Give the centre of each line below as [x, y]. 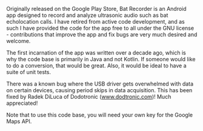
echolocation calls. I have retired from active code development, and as [95, 22]
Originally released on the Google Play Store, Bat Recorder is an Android [96, 9]
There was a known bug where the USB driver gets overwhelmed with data [100, 84]
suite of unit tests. [29, 72]
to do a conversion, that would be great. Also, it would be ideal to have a [96, 65]
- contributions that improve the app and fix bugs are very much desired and [102, 35]
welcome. [18, 41]
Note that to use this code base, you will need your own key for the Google [99, 115]
